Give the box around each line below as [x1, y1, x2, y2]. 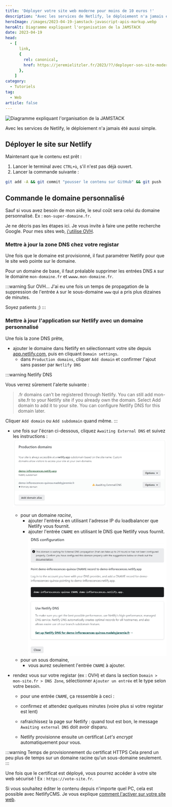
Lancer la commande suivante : [12, 169, 79, 175]
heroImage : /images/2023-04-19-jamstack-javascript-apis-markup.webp [5, 19, 157, 24]
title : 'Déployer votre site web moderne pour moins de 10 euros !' [5, 8, 155, 13]
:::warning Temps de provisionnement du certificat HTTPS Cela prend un [5, 749, 159, 755]
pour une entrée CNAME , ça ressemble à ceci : [20, 693, 115, 699]
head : [5, 35, 17, 41]
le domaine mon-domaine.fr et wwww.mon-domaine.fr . [5, 274, 114, 280]
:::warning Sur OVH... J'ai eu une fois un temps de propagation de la [5, 283, 149, 290]
